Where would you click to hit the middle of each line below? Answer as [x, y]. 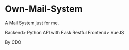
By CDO [13, 42]
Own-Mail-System [44, 9]
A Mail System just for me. [32, 23]
